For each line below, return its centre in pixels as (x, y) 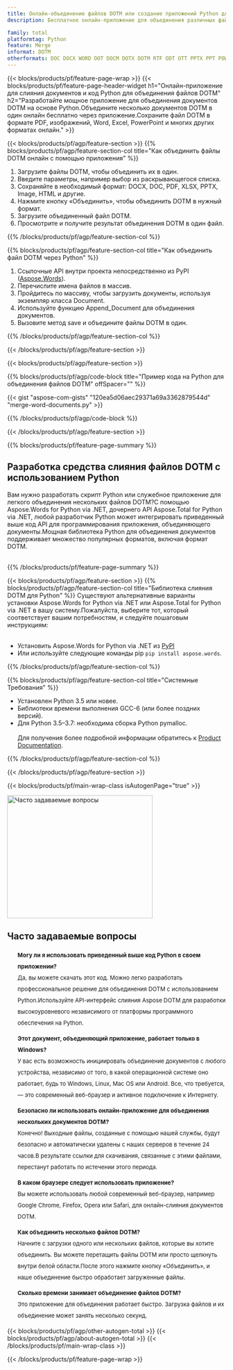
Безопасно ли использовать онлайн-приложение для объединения (113, 1110)
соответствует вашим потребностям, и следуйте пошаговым (98, 617)
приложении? (37, 966)
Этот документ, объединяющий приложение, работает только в (108, 1038)
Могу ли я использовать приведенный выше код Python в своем (109, 955)
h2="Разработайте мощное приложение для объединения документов (112, 100)
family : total (28, 33)
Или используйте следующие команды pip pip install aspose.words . (119, 653)
